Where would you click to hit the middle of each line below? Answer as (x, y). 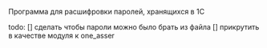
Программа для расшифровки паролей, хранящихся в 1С (107, 12)
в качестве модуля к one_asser (61, 36)
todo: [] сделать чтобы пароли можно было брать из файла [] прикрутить (134, 27)
